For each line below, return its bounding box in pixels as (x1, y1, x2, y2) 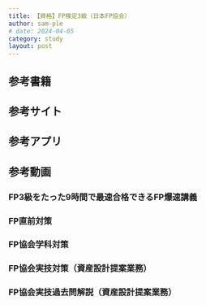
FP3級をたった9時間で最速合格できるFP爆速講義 (8, 191, 198, 203)
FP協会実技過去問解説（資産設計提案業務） (8, 286, 177, 298)
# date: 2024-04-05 (8, 27, 75, 35)
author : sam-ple (8, 20, 63, 28)
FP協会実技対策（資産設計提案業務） (8, 263, 152, 274)
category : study (8, 34, 63, 43)
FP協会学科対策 (8, 239, 69, 251)
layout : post (8, 42, 53, 50)
